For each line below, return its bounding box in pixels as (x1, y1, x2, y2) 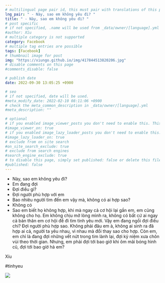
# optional (5, 116, 27, 121)
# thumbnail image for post (5, 53, 63, 58)
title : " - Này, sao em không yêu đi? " (5, 16, 89, 21)
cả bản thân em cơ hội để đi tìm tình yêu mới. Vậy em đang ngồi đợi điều (12, 217, 159, 223)
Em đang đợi (12, 181, 38, 187)
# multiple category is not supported (5, 35, 84, 40)
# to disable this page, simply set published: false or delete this (5, 158, 151, 163)
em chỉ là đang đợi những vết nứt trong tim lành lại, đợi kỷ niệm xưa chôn (12, 233, 160, 239)
